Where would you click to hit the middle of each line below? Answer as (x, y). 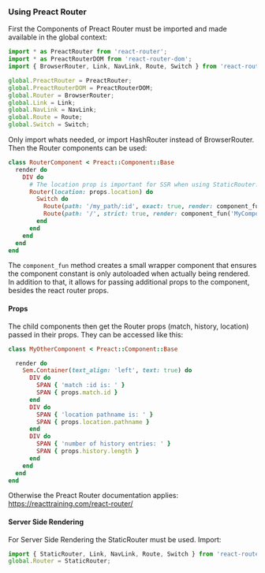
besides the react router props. (58, 291)
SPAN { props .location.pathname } (93, 422)
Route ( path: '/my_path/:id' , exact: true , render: (128, 207)
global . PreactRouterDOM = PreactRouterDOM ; (81, 88)
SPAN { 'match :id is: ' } (81, 385)
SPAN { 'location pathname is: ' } (95, 415)
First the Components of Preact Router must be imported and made (118, 29)
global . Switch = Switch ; (49, 125)
